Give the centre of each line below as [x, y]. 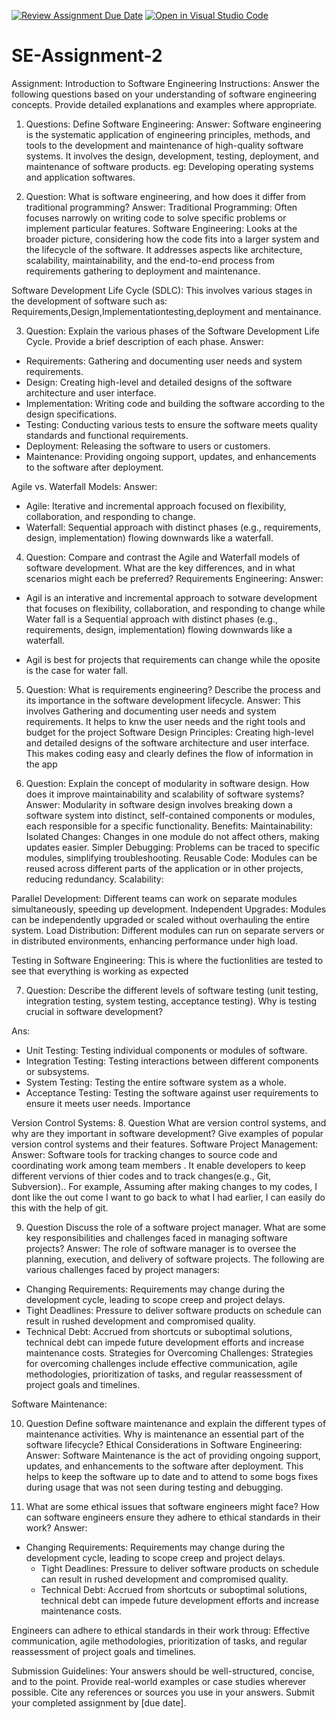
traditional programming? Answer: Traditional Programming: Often [161, 207]
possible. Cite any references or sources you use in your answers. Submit [163, 1692]
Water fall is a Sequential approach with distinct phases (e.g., [151, 619]
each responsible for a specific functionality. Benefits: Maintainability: [169, 826]
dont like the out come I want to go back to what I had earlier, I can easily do [168, 1197]
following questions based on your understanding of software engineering [164, 94]
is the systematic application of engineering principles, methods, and [168, 134]
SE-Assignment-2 [87, 56]
